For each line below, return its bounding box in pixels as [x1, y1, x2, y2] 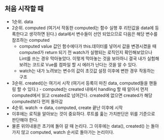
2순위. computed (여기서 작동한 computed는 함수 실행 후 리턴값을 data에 [11, 25, 154, 30]
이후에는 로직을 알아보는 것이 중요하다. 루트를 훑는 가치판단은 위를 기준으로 [11, 111, 156, 116]
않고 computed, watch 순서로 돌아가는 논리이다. [21, 129, 114, 135]
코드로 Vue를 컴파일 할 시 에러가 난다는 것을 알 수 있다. [32, 61, 137, 67]
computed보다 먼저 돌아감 [11, 98, 63, 104]
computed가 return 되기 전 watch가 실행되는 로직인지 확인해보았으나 [19, 49, 153, 55]
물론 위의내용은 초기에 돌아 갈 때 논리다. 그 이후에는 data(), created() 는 [11, 123, 150, 129]
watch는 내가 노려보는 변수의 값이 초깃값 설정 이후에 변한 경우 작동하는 [19, 68, 155, 74]
